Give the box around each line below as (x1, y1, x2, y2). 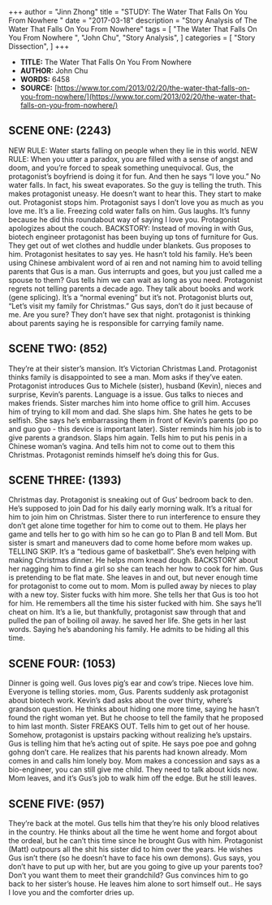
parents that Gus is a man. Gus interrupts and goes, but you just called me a (8, 266, 262, 276)
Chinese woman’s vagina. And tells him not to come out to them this (8, 441, 235, 450)
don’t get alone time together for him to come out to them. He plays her (8, 520, 247, 531)
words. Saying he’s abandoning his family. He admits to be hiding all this (8, 624, 250, 634)
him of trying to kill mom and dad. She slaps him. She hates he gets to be (8, 407, 253, 416)
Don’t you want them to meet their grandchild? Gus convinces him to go (8, 870, 249, 881)
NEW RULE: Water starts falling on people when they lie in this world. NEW (8, 146, 258, 155)
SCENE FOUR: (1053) (8, 656, 116, 670)
